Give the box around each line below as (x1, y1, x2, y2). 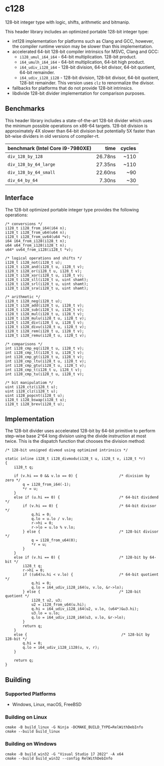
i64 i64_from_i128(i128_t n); (5, 238, 67, 243)
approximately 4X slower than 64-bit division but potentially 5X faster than (5, 128, 155, 134)
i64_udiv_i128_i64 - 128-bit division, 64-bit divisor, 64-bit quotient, (19, 64, 156, 70)
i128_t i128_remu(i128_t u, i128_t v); (5, 333, 87, 338)
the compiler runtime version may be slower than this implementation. (12, 43, 153, 49)
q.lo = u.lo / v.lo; (31, 516, 73, 521)
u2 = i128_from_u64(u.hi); (31, 602, 87, 607)
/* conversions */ (5, 221, 43, 226)
